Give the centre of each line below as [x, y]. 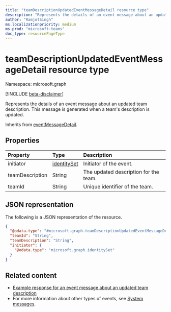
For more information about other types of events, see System [78, 299]
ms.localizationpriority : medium [41, 24]
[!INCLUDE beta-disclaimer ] [34, 94]
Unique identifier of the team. [118, 186]
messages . [24, 304]
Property [19, 155]
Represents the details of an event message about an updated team [76, 104]
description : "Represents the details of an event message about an [79, 15]
